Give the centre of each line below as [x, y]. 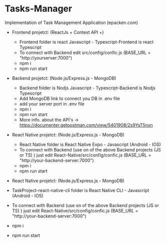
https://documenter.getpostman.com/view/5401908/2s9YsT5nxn [86, 125]
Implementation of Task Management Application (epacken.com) [71, 22]
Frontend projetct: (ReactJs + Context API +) [58, 32]
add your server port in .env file [52, 103]
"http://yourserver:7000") [46, 57]
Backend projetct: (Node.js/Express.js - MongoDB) [64, 78]
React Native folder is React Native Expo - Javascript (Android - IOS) [90, 144]
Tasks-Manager [38, 9]
